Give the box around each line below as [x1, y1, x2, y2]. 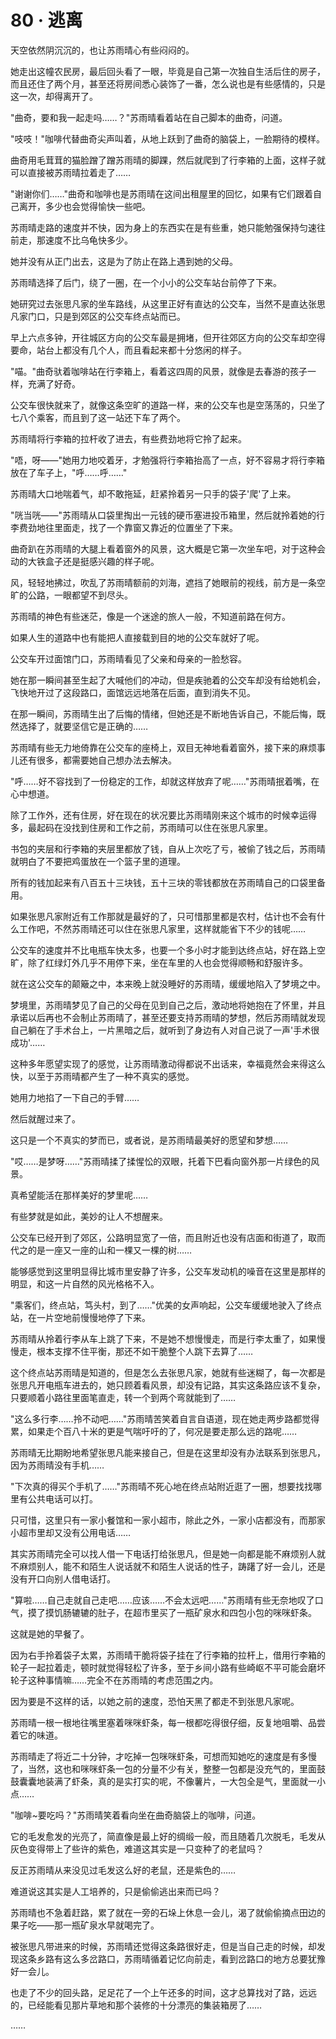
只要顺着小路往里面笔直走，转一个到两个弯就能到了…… [10, 1391, 237, 1403]
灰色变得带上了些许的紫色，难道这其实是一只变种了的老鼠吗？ [10, 1842, 265, 1855]
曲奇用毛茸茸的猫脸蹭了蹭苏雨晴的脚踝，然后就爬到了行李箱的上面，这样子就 [10, 154, 326, 166]
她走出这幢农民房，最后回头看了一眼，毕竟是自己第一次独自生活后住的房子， [10, 65, 326, 77]
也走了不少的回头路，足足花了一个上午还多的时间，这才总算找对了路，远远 [10, 1986, 317, 1998]
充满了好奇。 [27, 377, 81, 390]
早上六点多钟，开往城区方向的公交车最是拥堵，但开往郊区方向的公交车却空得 [10, 331, 326, 343]
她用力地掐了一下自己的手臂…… [10, 1091, 140, 1103]
